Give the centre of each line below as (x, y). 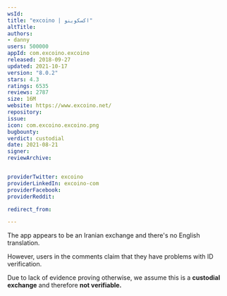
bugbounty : (23, 132)
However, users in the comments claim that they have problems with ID (110, 257)
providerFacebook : (34, 190)
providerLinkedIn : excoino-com (53, 183)
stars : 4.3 (23, 79)
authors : (20, 33)
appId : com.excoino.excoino (49, 54)
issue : (17, 118)
